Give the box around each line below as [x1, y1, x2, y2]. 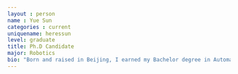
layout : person [7, 10, 55, 18]
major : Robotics [7, 50, 55, 57]
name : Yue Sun [7, 17, 52, 24]
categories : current [7, 23, 72, 30]
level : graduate [7, 37, 55, 44]
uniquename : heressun [7, 30, 72, 37]
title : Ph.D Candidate [7, 43, 74, 50]
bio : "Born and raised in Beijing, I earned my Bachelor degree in [7, 56, 211, 63]
